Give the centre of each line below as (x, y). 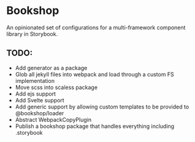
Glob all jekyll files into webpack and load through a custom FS (95, 74)
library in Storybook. (32, 34)
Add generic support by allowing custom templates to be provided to (102, 107)
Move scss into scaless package (56, 87)
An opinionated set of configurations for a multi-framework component (96, 27)
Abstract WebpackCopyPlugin (53, 119)
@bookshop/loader (40, 113)
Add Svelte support (40, 100)
